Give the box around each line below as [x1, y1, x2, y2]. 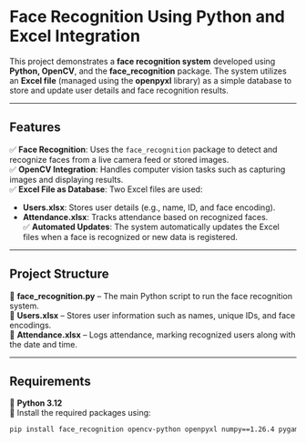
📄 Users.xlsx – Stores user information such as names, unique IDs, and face [9, 309, 296, 320]
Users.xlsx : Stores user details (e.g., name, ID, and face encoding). [22, 202, 276, 213]
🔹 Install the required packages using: [9, 408, 152, 418]
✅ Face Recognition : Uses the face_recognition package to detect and [9, 144, 278, 155]
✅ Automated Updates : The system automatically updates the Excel [22, 221, 280, 232]
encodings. [9, 319, 52, 330]
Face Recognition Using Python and [9, 6, 285, 27]
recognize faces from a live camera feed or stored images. [9, 154, 229, 165]
